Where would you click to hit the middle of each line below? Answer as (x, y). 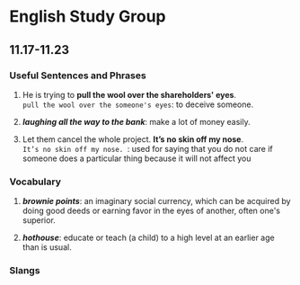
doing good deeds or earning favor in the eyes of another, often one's (151, 211)
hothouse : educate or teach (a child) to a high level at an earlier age (149, 238)
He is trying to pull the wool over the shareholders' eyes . (129, 94)
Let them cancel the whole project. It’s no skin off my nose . (133, 139)
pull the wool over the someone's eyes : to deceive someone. (138, 104)
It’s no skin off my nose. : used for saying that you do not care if (147, 148)
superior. (39, 220)
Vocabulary (35, 182)
